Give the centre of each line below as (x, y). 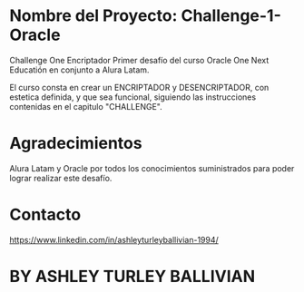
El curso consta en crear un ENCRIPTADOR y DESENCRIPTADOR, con (139, 87)
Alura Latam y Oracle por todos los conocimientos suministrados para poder (152, 168)
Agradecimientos (76, 144)
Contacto (45, 215)
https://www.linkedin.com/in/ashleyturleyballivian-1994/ (114, 239)
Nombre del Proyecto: (93, 16)
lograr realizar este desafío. (61, 178)
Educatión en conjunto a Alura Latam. (79, 70)
